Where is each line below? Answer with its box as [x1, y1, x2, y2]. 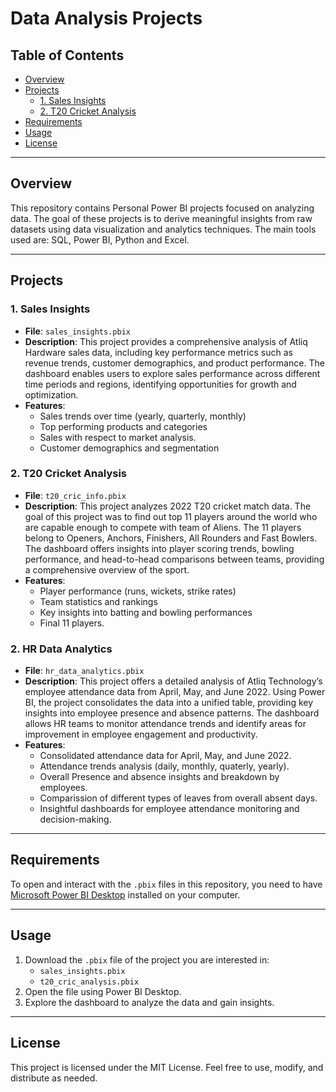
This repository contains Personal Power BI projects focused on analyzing [10, 202, 315, 214]
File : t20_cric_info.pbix [24, 489, 127, 501]
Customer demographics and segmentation [39, 442, 220, 454]
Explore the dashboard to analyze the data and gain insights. [24, 996, 275, 1008]
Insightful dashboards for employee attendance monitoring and [39, 803, 300, 815]
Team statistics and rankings [39, 595, 158, 607]
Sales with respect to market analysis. [39, 431, 197, 443]
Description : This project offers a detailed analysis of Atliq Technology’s [24, 675, 323, 687]
